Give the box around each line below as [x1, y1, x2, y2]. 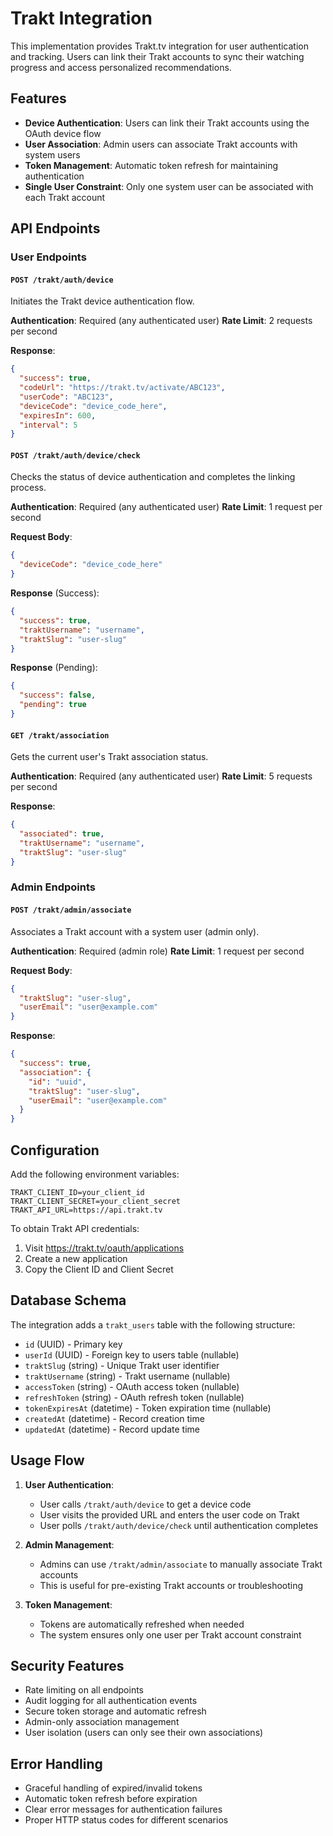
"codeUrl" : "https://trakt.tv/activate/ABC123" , [19, 383, 226, 393]
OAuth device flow [24, 127, 102, 139]
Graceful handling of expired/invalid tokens [24, 1782, 203, 1794]
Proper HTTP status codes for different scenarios [24, 1814, 229, 1826]
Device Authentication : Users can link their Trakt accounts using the [24, 117, 310, 129]
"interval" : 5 [19, 420, 78, 430]
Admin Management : [24, 1538, 115, 1551]
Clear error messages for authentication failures [24, 1803, 223, 1816]
